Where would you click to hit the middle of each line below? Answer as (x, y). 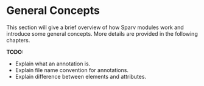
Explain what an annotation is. (53, 64)
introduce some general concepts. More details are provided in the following (102, 33)
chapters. (18, 40)
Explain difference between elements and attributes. (81, 76)
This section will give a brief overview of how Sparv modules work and (95, 27)
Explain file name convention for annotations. (72, 70)
